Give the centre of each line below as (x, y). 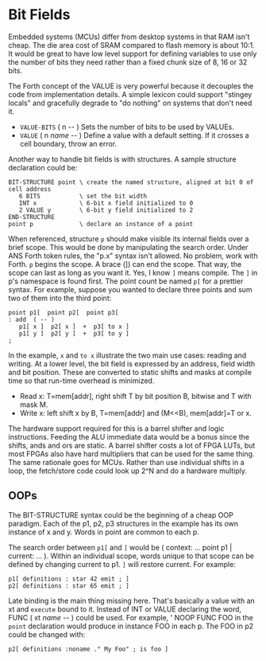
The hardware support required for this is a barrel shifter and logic (116, 428)
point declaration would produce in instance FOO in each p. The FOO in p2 (131, 626)
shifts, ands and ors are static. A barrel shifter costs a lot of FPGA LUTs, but (132, 445)
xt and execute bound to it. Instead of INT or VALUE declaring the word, (125, 609)
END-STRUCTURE (32, 217)
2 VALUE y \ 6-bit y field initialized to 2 (106, 210)
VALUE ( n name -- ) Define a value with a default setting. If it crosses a (134, 135)
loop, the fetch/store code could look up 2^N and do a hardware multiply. (128, 471)
